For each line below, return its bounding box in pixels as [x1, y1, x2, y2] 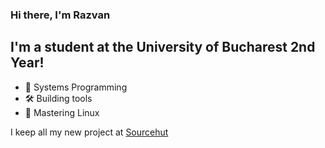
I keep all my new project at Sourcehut [10, 126, 169, 138]
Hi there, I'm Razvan [10, 8, 111, 22]
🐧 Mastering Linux [24, 106, 100, 118]
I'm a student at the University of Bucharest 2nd [10, 39, 316, 56]
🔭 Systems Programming [24, 81, 128, 93]
